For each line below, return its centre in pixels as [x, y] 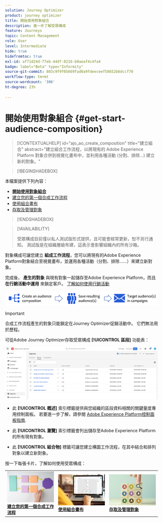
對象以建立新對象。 [31, 453]
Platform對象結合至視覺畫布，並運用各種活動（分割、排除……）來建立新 [77, 261]
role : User [16, 41]
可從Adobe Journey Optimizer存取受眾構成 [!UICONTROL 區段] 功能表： [77, 340]
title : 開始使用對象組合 [27, 20]
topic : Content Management [32, 36]
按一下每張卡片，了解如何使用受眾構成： [45, 463]
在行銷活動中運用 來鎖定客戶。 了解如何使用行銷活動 [57, 284]
